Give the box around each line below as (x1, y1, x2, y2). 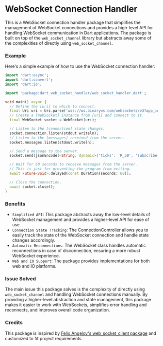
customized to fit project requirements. (5, 335, 83, 341)
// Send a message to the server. (9, 148, 79, 154)
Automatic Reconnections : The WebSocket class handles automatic (12, 242, 146, 248)
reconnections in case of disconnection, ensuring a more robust (12, 247, 141, 254)
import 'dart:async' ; (5, 73, 49, 78)
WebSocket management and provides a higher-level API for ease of (12, 217, 149, 222)
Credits (5, 319, 23, 326)
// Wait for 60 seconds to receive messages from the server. (9, 162, 138, 167)
